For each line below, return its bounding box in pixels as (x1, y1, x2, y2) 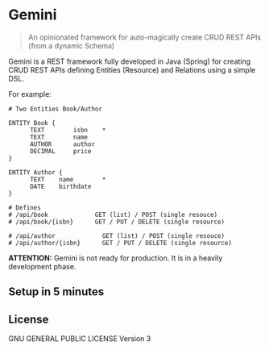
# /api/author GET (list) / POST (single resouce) (8, 231, 226, 240)
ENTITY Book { (8, 119, 56, 127)
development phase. (8, 261, 77, 271)
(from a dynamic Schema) (27, 40, 115, 50)
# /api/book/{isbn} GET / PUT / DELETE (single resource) (8, 218, 226, 226)
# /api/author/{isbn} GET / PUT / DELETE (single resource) (8, 239, 232, 247)
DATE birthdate (29, 182, 92, 190)
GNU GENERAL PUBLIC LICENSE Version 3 (8, 334, 151, 344)
